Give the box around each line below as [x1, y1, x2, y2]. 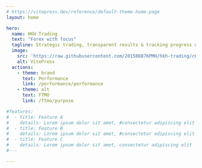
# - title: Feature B [6, 125, 63, 131]
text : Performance [22, 76, 69, 82]
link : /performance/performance [22, 81, 103, 87]
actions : [11, 64, 34, 70]
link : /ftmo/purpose [22, 98, 74, 104]
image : [11, 47, 28, 54]
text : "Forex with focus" [11, 37, 77, 43]
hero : [6, 25, 20, 31]
